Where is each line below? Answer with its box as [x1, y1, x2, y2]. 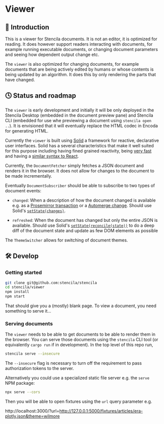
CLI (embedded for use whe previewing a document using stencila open [5, 117, 152, 123]
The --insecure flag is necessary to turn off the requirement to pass [5, 360, 142, 366]
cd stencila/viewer [5, 285, 45, 290]
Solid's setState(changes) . [12, 208, 66, 213]
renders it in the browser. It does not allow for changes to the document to [5, 168, 155, 174]
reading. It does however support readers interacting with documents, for [5, 41, 153, 47]
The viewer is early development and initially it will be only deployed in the [5, 107, 154, 113]
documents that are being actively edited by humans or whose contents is [5, 66, 154, 72]
